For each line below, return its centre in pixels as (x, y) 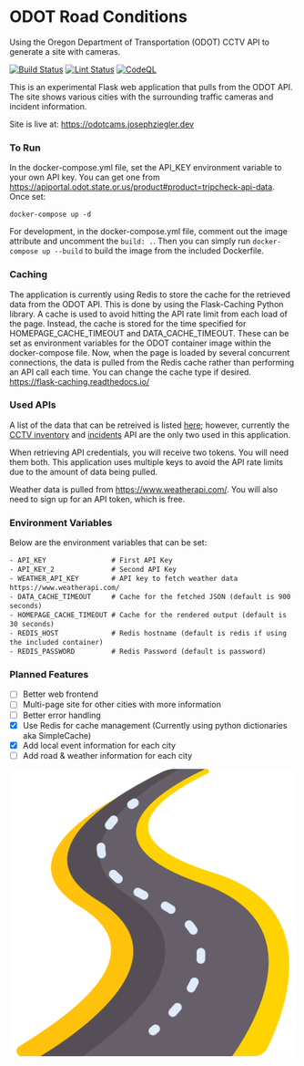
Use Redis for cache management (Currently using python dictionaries (155, 725)
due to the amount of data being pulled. (83, 471)
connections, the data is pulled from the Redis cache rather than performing (152, 362)
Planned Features (49, 675)
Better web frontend (60, 694)
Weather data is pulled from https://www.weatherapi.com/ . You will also (144, 489)
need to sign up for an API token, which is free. (97, 499)
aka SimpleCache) (57, 735)
